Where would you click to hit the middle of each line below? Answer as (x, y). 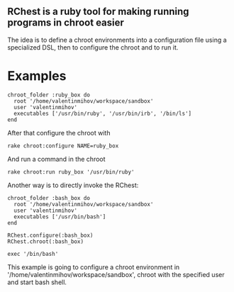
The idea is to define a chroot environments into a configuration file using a (117, 40)
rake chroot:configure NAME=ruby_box (63, 146)
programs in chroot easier (66, 23)
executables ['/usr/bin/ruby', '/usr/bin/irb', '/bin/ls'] (103, 113)
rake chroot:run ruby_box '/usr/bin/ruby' (71, 172)
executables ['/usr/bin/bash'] (60, 217)
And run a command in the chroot (56, 159)
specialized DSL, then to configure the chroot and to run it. (93, 47)
